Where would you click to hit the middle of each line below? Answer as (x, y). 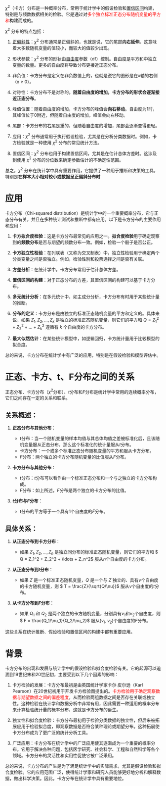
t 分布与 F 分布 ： (27, 501)
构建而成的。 (22, 20)
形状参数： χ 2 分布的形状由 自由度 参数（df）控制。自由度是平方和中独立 (84, 58)
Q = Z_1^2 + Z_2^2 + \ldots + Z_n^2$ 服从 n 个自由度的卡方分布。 (84, 559)
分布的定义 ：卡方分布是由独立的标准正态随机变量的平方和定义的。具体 (84, 313)
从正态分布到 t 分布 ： (33, 569)
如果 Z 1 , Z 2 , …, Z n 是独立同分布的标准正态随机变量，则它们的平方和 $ (89, 552)
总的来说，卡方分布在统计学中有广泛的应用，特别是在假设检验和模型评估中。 (83, 355)
